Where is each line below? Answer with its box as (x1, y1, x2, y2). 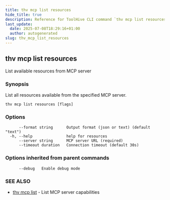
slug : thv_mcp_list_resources (5, 36, 69, 41)
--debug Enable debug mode (18, 166, 80, 171)
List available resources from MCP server (5, 68, 92, 74)
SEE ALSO (5, 178, 31, 185)
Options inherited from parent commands (5, 154, 110, 162)
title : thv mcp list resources (5, 7, 71, 13)
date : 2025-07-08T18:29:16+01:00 (10, 26, 80, 31)
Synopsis (5, 81, 29, 88)
